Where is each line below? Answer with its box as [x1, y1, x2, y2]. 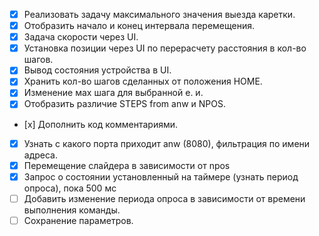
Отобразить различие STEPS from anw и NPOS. [23, 98, 227, 110]
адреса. [23, 149, 59, 161]
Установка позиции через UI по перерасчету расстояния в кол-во [23, 42, 307, 54]
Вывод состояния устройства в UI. [23, 64, 172, 76]
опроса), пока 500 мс [23, 182, 117, 194]
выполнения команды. [23, 204, 121, 216]
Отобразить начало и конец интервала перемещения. [23, 20, 255, 32]
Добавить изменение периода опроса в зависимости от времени [23, 192, 306, 204]
